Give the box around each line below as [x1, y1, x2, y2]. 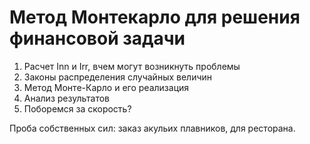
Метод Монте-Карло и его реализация [23, 81, 190, 93]
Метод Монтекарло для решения [9, 6, 301, 29]
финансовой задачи [9, 27, 186, 50]
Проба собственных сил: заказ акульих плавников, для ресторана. [9, 122, 296, 134]
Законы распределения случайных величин [23, 71, 213, 83]
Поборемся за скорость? [23, 102, 132, 115]
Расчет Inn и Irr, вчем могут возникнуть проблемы [23, 60, 241, 72]
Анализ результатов [23, 92, 110, 104]
